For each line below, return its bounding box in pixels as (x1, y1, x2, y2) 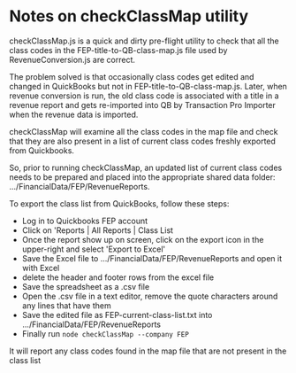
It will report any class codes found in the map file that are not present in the (9, 346, 287, 356)
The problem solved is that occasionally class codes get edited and (9, 71, 254, 82)
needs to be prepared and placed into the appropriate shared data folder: (9, 171, 276, 183)
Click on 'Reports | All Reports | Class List (21, 224, 174, 236)
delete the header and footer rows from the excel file (21, 272, 215, 283)
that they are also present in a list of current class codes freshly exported (9, 136, 277, 146)
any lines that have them (21, 299, 112, 311)
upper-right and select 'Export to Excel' (21, 244, 166, 254)
